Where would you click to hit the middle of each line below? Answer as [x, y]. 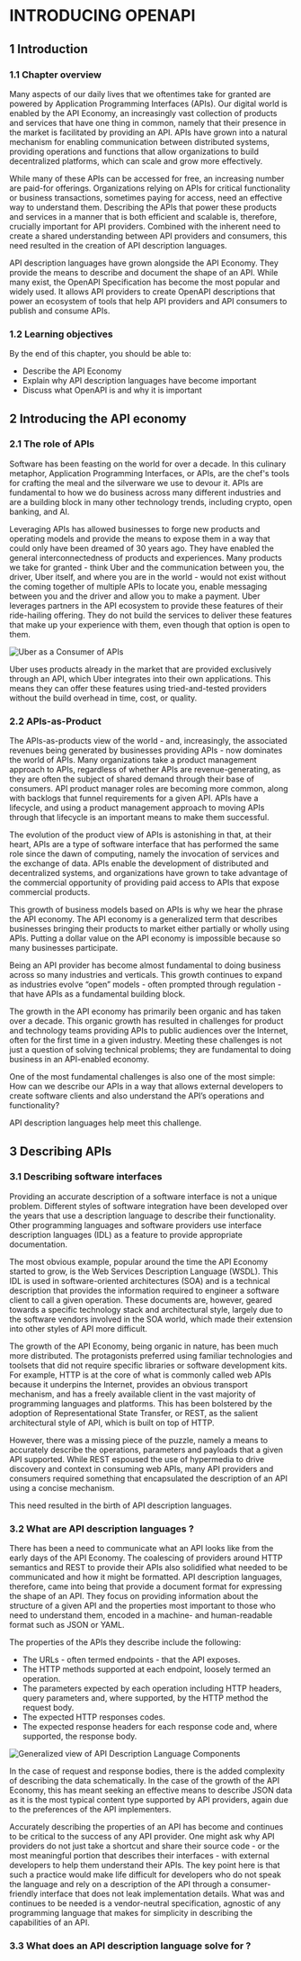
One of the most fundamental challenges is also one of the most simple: [142, 1077]
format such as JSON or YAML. [67, 1625]
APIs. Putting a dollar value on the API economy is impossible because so [145, 938]
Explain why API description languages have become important [139, 381]
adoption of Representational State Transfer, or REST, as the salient [134, 1413]
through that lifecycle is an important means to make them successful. [139, 818]
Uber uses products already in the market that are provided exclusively [141, 669]
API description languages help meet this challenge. [106, 1123]
